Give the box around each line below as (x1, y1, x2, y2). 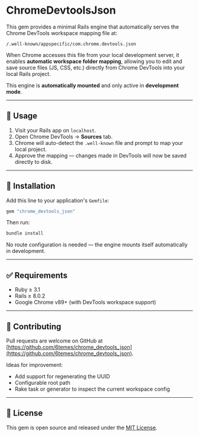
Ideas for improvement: (6, 361, 63, 368)
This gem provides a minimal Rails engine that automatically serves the (6, 23, 179, 30)
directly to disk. (14, 158, 53, 165)
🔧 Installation (6, 181, 56, 191)
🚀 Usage (6, 111, 37, 121)
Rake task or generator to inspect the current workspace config (14, 385, 170, 392)
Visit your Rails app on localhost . (14, 126, 97, 134)
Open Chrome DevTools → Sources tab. (14, 133, 113, 140)
